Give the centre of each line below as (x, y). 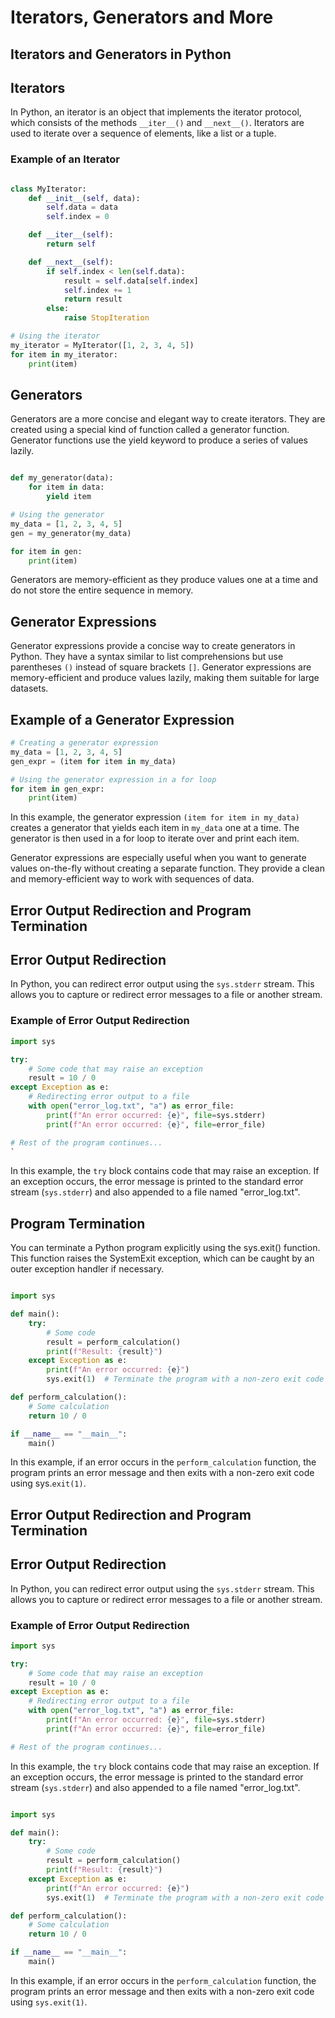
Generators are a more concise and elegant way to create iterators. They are (168, 419)
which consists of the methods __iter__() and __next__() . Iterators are (157, 123)
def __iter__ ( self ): (71, 235)
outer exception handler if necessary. (87, 1269)
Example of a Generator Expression (122, 719)
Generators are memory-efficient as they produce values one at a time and (164, 580)
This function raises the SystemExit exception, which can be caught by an (162, 1258)
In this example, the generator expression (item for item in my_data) (155, 817)
